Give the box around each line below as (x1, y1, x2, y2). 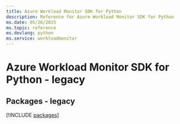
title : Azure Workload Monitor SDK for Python (6, 8, 122, 15)
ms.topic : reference (6, 24, 57, 31)
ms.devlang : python (6, 30, 54, 36)
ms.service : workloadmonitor (6, 36, 77, 41)
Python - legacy (6, 73, 86, 86)
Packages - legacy (6, 96, 75, 106)
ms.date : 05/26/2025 (6, 19, 57, 25)
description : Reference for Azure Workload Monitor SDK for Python (6, 14, 175, 20)
